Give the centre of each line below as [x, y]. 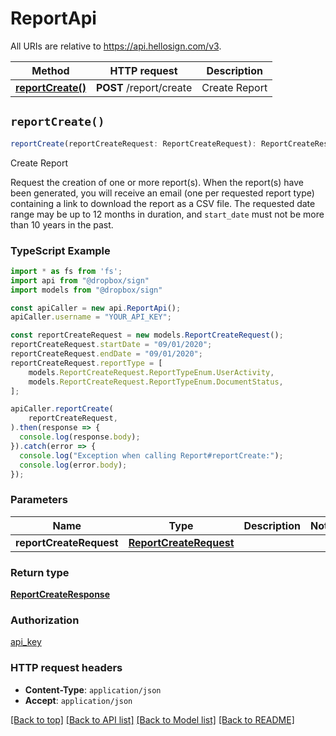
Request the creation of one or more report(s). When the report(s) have [157, 182]
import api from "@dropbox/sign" [80, 280]
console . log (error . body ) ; [73, 465]
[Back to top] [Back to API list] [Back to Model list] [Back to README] [152, 719]
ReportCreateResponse [60, 594]
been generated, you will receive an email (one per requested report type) [162, 193]
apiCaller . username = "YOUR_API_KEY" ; [91, 317]
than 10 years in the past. [62, 224]
